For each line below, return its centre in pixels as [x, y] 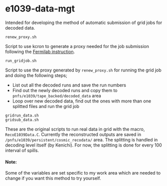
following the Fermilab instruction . [40, 51]
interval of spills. [22, 150]
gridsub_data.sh [22, 120]
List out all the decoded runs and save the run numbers [69, 85]
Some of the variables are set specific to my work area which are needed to [83, 173]
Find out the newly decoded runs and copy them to [65, 90]
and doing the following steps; [36, 75]
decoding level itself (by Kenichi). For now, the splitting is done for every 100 [83, 145]
